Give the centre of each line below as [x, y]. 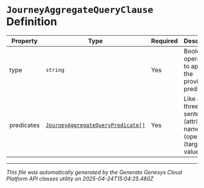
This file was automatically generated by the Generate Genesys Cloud [94, 172]
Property [25, 41]
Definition [32, 22]
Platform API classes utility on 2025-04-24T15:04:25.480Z [80, 178]
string [55, 70]
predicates [25, 125]
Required [164, 41]
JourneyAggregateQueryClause [80, 10]
